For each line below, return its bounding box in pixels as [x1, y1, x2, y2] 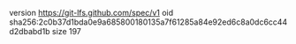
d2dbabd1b [9, 26, 50, 36]
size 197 [51, 26, 82, 36]
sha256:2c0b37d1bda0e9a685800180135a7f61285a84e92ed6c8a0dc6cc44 [9, 17, 288, 27]
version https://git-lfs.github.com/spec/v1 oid [9, 8, 174, 18]
